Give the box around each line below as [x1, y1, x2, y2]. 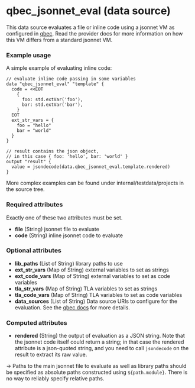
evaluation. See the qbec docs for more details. [14, 303, 130, 311]
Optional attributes [6, 247, 62, 255]
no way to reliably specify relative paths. [6, 375, 105, 382]
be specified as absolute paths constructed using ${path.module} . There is [6, 368, 188, 376]
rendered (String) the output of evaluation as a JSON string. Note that [14, 332, 185, 339]
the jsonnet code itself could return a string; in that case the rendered [14, 338, 184, 345]
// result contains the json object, [6, 148, 99, 154]
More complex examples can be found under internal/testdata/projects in [6, 179, 184, 187]
